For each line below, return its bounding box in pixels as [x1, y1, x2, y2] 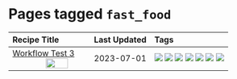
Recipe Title [12, 34, 60, 45]
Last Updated [94, 34, 147, 45]
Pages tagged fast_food [8, 5, 172, 23]
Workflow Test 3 [12, 48, 75, 59]
